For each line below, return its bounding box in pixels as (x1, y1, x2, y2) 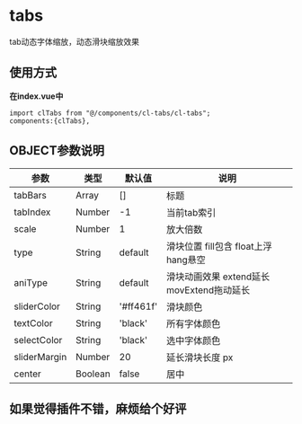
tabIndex (13, 206, 51, 218)
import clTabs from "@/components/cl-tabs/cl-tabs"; (9, 109, 211, 118)
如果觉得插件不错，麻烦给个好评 (9, 401, 187, 416)
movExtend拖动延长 (165, 284, 251, 296)
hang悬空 (165, 253, 207, 266)
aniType (13, 276, 48, 288)
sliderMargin (13, 350, 67, 363)
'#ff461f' (119, 300, 158, 313)
